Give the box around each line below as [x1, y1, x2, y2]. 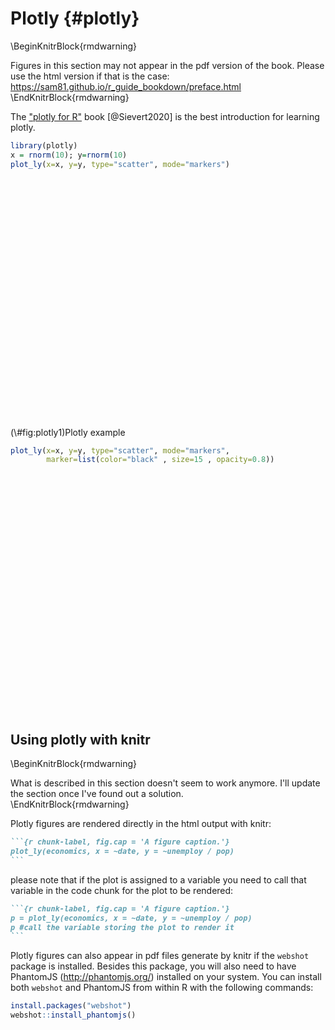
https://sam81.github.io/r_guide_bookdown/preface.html [10, 80, 242, 92]
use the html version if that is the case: [10, 70, 170, 82]
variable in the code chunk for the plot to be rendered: [10, 884, 234, 896]
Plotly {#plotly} [10, 7, 140, 30]
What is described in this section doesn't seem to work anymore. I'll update [10, 777, 321, 789]
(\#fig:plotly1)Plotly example [10, 426, 126, 438]
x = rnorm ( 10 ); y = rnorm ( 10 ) [10, 150, 128, 160]
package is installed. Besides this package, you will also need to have [10, 960, 297, 972]
